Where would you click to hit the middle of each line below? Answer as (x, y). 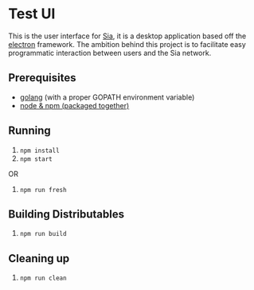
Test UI (32, 14)
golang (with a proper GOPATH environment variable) (107, 97)
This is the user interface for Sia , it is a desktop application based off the (127, 36)
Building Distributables (66, 214)
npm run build (43, 234)
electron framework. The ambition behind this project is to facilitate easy (127, 44)
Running (30, 131)
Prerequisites (42, 78)
